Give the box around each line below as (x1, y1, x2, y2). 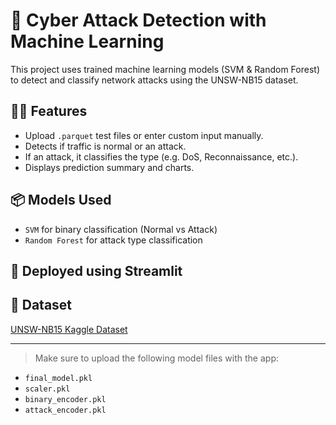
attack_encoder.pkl (24, 405, 107, 415)
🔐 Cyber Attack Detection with (10, 9, 267, 32)
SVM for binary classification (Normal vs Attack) (24, 223, 218, 235)
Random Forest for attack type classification (24, 234, 203, 246)
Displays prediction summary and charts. (24, 161, 195, 173)
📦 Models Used (10, 192, 112, 209)
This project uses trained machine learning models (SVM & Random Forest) (10, 63, 320, 75)
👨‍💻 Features (10, 103, 88, 120)
